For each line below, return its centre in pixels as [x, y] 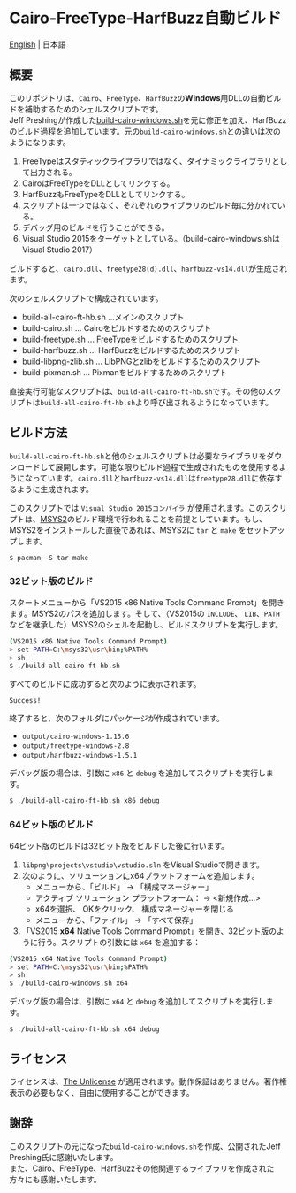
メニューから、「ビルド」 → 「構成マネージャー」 [124, 887]
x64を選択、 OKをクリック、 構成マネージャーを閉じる [134, 909]
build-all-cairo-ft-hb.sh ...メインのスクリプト [103, 317]
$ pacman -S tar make [49, 558]
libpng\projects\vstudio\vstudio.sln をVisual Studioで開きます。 [143, 865]
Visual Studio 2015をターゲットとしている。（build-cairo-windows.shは [151, 238]
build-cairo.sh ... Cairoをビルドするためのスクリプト [117, 327]
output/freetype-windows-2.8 [76, 746]
